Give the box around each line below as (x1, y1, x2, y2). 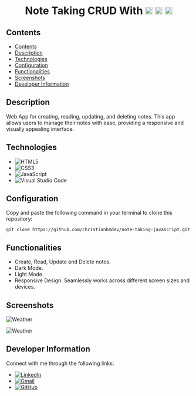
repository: (6, 215, 33, 222)
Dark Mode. (14, 265, 43, 272)
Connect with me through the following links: (6, 360, 114, 367)
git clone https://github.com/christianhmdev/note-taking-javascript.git (6, 227, 191, 233)
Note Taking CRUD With (25, 4, 143, 18)
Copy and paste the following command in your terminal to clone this (6, 209, 173, 216)
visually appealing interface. (6, 125, 75, 133)
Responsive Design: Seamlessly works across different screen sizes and (14, 277, 190, 284)
